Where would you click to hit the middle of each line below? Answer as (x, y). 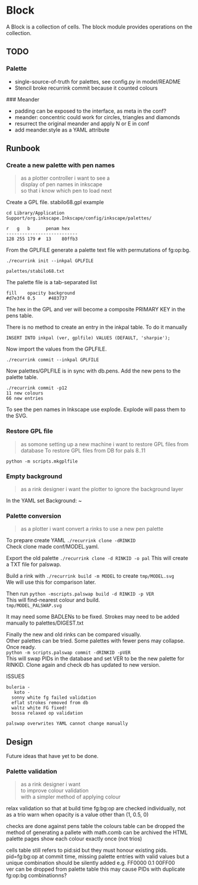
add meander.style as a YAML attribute (62, 130)
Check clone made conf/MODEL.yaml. (53, 547)
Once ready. (21, 647)
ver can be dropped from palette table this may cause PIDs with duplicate (95, 869)
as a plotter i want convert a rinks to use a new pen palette (92, 529)
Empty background (34, 476)
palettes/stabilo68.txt (35, 271)
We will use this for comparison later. (51, 582)
